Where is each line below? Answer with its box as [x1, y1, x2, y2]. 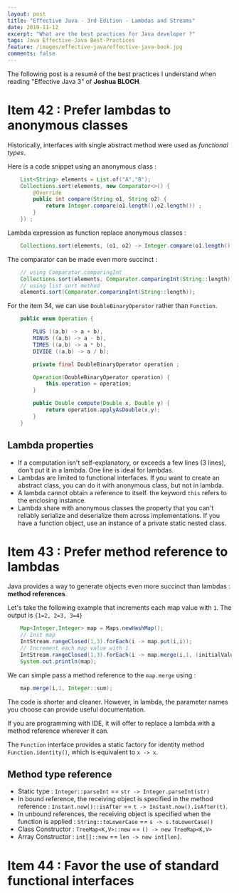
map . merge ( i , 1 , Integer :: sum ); [20, 685, 113, 692]
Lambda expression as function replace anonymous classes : [7, 228, 186, 237]
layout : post [7, 10, 46, 18]
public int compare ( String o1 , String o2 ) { [33, 196, 167, 203]
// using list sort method [20, 282, 100, 289]
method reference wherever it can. [7, 726, 109, 735]
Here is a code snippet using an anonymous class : [7, 162, 156, 171]
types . [7, 148, 26, 157]
